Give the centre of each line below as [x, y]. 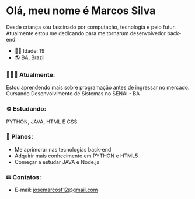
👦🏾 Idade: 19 [29, 50]
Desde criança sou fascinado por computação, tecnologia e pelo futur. [91, 27]
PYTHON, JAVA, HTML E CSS [42, 122]
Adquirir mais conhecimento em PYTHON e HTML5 [76, 156]
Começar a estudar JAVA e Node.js [57, 162]
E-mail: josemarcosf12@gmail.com [56, 190]
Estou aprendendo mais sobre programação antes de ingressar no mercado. [98, 88]
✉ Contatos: [24, 177]
